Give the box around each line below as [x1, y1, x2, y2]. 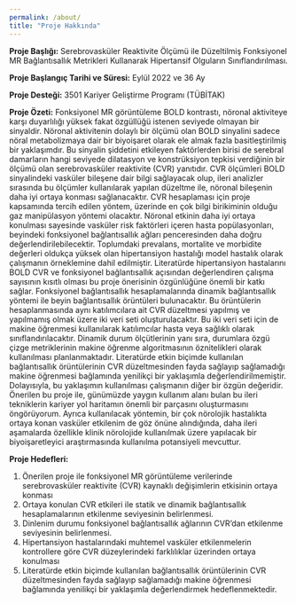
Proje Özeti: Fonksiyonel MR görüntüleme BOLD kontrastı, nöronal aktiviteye [9, 106, 288, 117]
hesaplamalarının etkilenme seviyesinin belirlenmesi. [21, 508, 214, 519]
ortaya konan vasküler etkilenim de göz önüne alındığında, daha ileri [9, 418, 258, 428]
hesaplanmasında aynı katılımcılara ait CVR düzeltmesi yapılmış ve [9, 304, 251, 315]
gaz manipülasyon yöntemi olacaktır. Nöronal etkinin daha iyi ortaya [9, 210, 256, 221]
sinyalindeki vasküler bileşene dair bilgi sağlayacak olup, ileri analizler [9, 172, 264, 183]
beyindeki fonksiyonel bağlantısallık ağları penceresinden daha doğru [9, 229, 262, 239]
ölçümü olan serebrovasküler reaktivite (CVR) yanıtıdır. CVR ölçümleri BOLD [9, 163, 285, 174]
